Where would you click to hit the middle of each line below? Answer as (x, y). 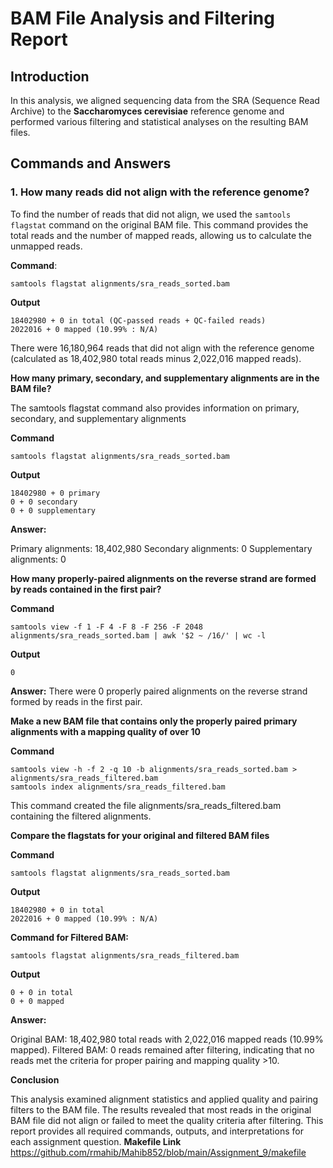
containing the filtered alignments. (81, 816)
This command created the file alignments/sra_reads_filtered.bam (146, 805)
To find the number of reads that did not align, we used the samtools (151, 214)
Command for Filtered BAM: (69, 937)
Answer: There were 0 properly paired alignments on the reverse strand (159, 691)
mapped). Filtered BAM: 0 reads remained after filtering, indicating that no (162, 1049)
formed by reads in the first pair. (76, 701)
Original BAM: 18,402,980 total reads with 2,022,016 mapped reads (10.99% (167, 1039)
